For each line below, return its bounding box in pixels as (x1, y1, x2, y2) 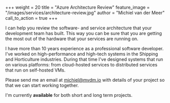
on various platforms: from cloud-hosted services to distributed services (5, 62, 158, 67)
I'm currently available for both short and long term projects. (5, 92, 133, 98)
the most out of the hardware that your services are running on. (5, 36, 138, 42)
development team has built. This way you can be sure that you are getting (5, 30, 162, 36)
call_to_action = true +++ (5, 15, 58, 21)
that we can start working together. (5, 82, 79, 88)
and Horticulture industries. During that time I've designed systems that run (5, 56, 163, 62)
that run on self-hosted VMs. (5, 67, 66, 73)
